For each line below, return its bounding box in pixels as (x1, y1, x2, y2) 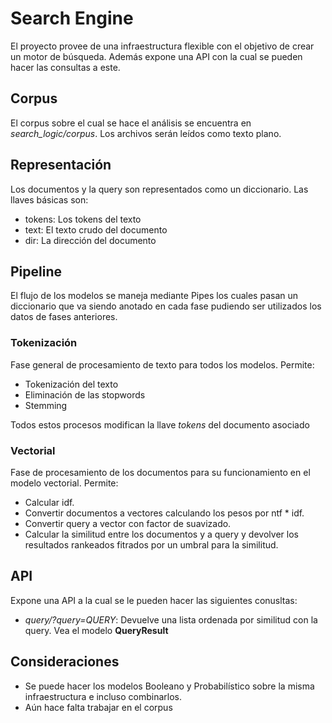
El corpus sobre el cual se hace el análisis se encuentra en (10, 117, 252, 129)
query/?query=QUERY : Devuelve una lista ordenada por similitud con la (24, 613, 318, 626)
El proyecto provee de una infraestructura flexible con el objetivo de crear (10, 40, 315, 52)
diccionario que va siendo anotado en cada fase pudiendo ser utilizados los (10, 300, 322, 312)
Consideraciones (10, 653, 120, 671)
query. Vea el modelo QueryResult (24, 624, 169, 636)
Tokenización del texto (24, 378, 119, 390)
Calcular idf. (24, 496, 75, 508)
